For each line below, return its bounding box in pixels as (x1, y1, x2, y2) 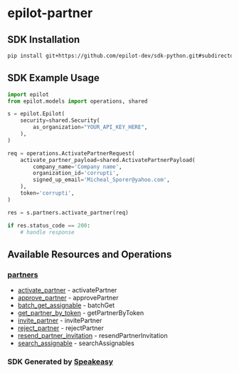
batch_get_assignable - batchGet (17, 301, 115, 310)
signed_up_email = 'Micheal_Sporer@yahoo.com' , (33, 176, 171, 183)
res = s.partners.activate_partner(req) (7, 209, 129, 216)
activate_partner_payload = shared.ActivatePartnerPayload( (20, 156, 196, 163)
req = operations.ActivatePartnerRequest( (7, 150, 135, 157)
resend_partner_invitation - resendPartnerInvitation (17, 332, 169, 340)
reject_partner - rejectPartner (17, 324, 105, 332)
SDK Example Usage (7, 72, 100, 84)
